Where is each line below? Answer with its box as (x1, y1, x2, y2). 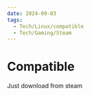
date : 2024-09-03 (7, 10, 57, 17)
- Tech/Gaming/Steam (13, 29, 72, 36)
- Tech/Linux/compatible (13, 23, 84, 30)
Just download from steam (7, 82, 83, 90)
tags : (7, 17, 23, 23)
